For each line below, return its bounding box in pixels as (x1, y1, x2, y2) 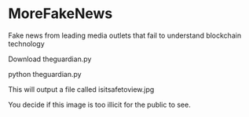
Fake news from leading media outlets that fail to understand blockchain (8, 31, 242, 40)
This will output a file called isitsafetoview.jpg (8, 84, 155, 94)
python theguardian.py (8, 69, 82, 79)
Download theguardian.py (8, 54, 92, 64)
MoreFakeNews (8, 5, 113, 23)
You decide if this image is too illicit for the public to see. (8, 100, 191, 109)
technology (8, 38, 45, 48)
